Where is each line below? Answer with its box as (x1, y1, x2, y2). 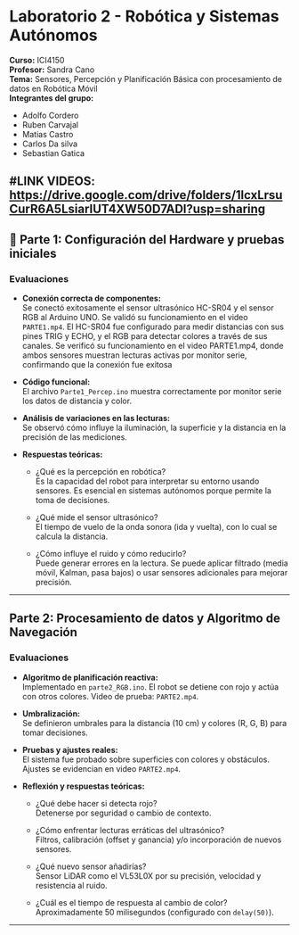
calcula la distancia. (35, 531, 109, 542)
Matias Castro (21, 128, 74, 139)
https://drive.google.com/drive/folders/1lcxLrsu (9, 187, 283, 203)
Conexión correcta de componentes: (21, 293, 162, 304)
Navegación (9, 625, 78, 640)
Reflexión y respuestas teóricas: (21, 781, 145, 791)
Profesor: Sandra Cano (9, 64, 95, 75)
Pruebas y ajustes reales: (21, 744, 118, 755)
